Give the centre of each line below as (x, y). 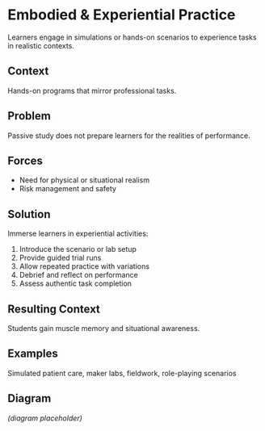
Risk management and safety (67, 189)
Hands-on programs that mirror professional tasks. (92, 90)
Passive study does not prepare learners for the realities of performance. (129, 136)
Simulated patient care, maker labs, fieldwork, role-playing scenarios (122, 373)
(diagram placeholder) (45, 418)
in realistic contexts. (41, 45)
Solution (29, 214)
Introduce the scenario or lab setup (78, 249)
